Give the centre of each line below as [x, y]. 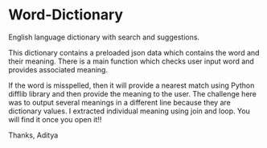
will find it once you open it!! [55, 119]
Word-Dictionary [66, 15]
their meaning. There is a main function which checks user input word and [131, 61]
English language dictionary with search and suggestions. [104, 37]
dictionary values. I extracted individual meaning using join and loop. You [129, 111]
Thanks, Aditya [33, 135]
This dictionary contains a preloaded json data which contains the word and [134, 52]
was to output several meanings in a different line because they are [119, 102]
